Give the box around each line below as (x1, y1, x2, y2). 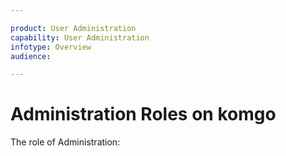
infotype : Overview (10, 42, 92, 52)
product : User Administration (10, 23, 137, 33)
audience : (10, 51, 52, 61)
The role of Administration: (10, 136, 121, 148)
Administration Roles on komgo (10, 103, 277, 126)
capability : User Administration (10, 32, 150, 43)
